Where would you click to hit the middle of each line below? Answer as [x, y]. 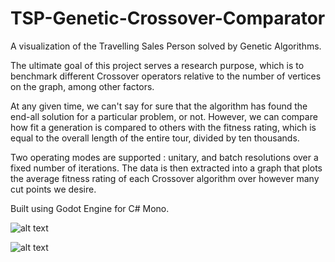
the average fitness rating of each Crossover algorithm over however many [165, 178]
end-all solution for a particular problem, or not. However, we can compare [164, 116]
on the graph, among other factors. [82, 86]
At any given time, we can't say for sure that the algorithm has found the [159, 106]
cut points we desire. [53, 189]
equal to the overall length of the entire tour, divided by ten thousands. [155, 138]
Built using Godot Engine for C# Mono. [90, 208]
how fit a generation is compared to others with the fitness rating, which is [163, 127]
